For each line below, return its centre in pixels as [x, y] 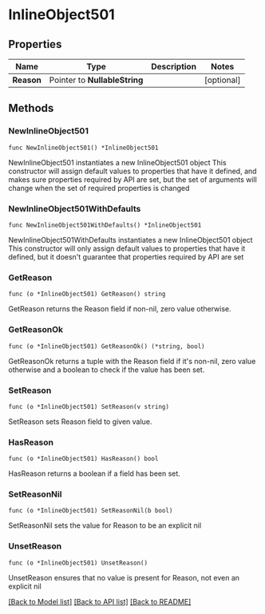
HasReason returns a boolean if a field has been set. [95, 473]
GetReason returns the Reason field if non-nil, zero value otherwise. [120, 309]
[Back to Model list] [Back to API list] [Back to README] [100, 601]
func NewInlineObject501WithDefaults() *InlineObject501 [105, 225]
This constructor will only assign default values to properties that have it [127, 248]
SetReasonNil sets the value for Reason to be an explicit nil [105, 525]
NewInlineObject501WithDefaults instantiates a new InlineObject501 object [131, 240]
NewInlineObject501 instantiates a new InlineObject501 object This [117, 162]
